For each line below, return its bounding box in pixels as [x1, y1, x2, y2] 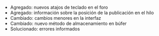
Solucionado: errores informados [10, 26, 81, 32]
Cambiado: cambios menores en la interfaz [10, 15, 102, 21]
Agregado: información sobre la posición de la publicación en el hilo [10, 10, 154, 16]
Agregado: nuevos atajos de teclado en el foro [10, 5, 108, 10]
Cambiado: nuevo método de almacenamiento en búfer [10, 20, 127, 26]
